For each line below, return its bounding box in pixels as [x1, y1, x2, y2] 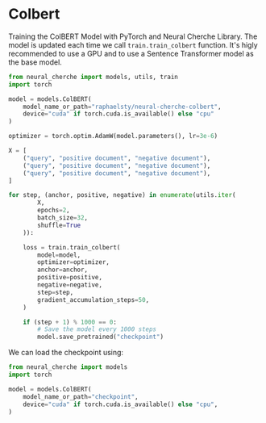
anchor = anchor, [37, 266, 89, 274]
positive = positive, [37, 274, 103, 282]
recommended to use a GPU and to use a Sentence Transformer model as [8, 48, 254, 58]
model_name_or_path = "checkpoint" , [23, 392, 139, 400]
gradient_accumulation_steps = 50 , [37, 295, 150, 304]
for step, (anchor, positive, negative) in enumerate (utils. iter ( [8, 191, 236, 199]
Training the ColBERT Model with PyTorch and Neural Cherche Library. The [8, 31, 258, 41]
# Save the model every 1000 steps [37, 325, 157, 333]
